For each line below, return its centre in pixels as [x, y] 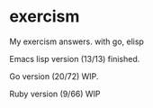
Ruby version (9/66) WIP [55, 94]
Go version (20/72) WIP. [54, 76]
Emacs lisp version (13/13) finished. [75, 58]
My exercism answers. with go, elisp [76, 41]
